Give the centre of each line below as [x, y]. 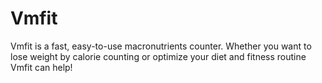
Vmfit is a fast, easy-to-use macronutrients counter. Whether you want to [161, 46]
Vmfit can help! [41, 67]
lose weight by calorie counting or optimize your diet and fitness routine [158, 56]
